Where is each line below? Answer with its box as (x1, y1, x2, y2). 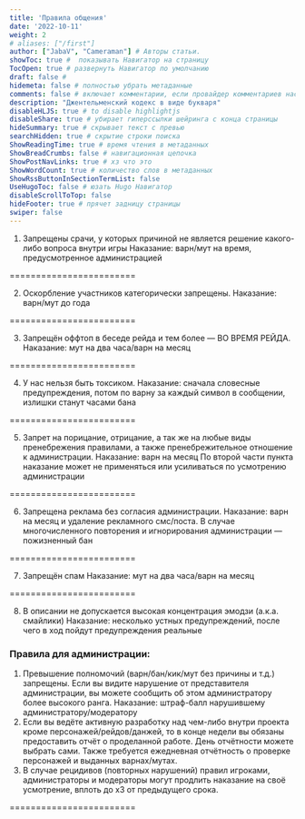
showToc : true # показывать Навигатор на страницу (9, 56, 209, 65)
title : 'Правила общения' (9, 13, 107, 23)
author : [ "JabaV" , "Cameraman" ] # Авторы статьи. (9, 47, 202, 56)
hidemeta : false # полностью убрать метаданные (9, 81, 193, 90)
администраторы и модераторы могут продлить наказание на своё (22, 774, 286, 785)
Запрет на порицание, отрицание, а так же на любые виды (22, 431, 251, 442)
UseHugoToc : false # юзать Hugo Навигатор (9, 183, 172, 192)
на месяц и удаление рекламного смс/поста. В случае (22, 515, 236, 526)
